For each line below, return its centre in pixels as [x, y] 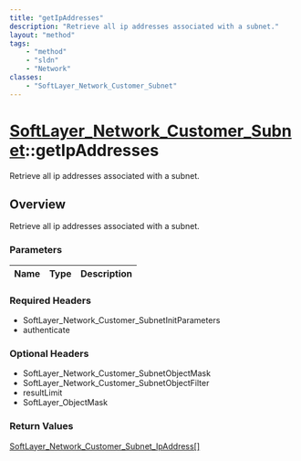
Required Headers [50, 300]
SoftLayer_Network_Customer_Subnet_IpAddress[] [105, 446]
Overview [38, 204]
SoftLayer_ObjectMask [65, 403]
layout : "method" [42, 35]
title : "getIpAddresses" [57, 18]
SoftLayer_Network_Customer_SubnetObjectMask [117, 373]
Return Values [42, 426]
